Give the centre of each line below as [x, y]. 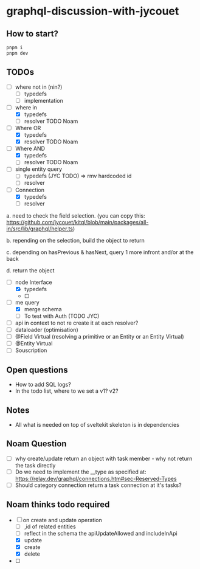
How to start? [33, 34]
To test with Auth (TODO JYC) [62, 316]
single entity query [39, 169]
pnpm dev [17, 53]
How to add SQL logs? [43, 385]
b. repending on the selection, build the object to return [75, 240]
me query [27, 302]
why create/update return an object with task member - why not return [104, 458]
